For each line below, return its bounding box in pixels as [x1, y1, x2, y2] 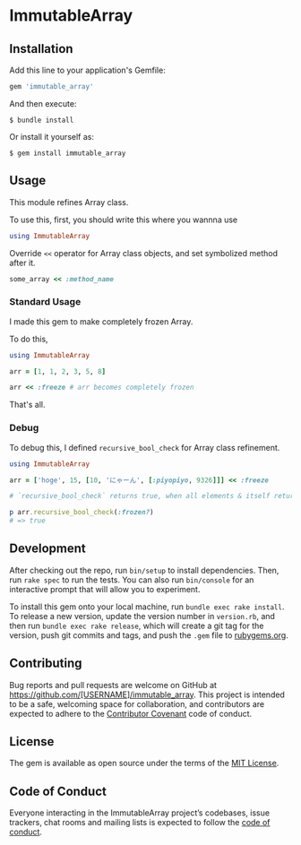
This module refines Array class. [9, 196, 129, 207]
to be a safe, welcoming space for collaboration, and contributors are [9, 698, 265, 709]
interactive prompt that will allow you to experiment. [9, 583, 201, 594]
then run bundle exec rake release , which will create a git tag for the [9, 620, 264, 631]
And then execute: [9, 98, 77, 108]
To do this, [9, 333, 48, 344]
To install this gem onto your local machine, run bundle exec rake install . [9, 601, 285, 612]
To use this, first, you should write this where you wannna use [9, 214, 238, 225]
